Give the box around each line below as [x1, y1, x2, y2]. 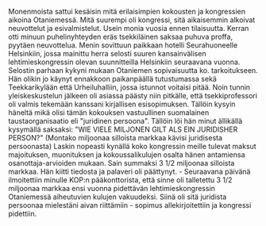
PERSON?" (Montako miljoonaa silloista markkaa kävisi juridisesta [8, 133, 223, 142]
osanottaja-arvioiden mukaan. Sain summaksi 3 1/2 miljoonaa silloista [8, 159, 235, 167]
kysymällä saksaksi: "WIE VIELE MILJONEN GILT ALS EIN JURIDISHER [8, 124, 238, 134]
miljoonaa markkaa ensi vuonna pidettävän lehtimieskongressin [8, 184, 216, 193]
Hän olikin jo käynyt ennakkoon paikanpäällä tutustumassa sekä [8, 75, 217, 83]
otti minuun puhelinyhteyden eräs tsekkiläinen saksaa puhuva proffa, [8, 32, 233, 41]
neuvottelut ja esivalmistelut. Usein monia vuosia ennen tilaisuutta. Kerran [8, 24, 249, 33]
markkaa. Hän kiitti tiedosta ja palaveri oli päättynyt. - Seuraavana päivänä [8, 167, 251, 176]
